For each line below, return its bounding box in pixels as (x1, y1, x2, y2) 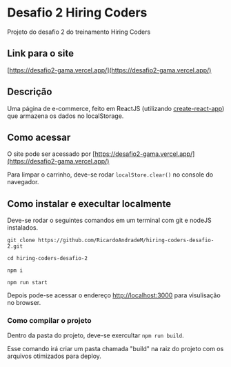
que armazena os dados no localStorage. (7, 112, 124, 120)
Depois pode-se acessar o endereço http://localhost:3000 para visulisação (7, 291, 221, 299)
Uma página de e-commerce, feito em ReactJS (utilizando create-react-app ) (7, 104, 225, 112)
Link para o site (7, 48, 74, 59)
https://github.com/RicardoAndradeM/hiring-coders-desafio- (37, 237, 214, 244)
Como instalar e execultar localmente (7, 198, 171, 210)
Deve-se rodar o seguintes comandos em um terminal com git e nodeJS (7, 216, 212, 225)
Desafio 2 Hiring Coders (7, 5, 148, 21)
